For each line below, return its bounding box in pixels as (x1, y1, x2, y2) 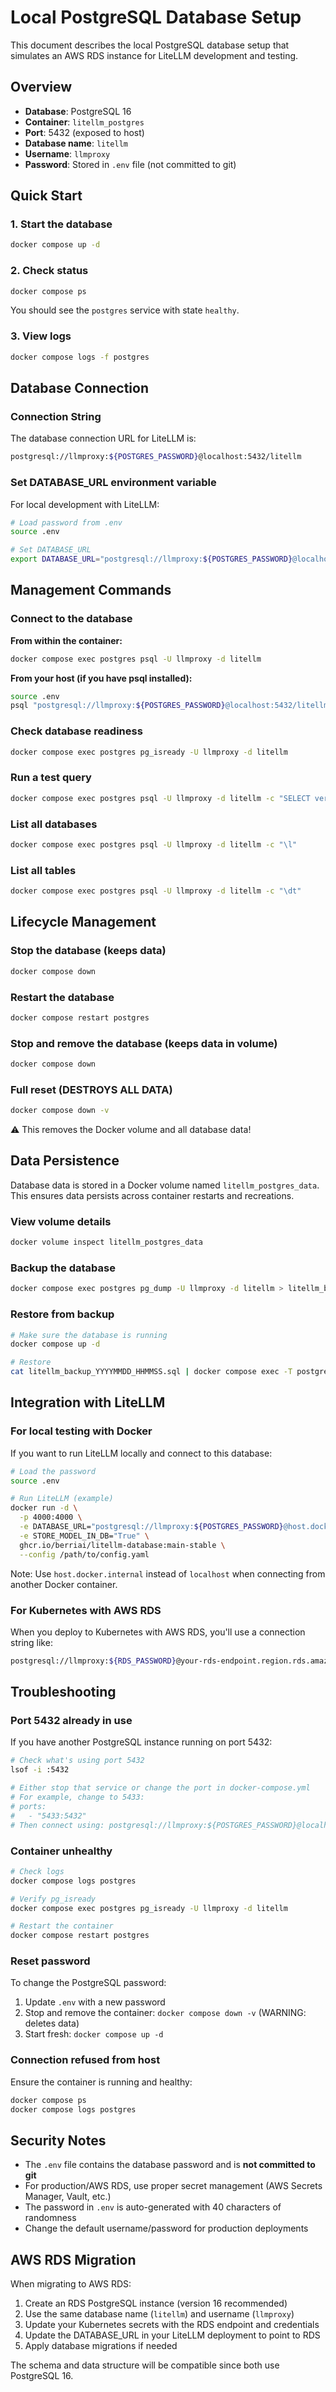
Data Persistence (10, 1152, 120, 1170)
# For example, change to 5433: (10, 1792, 145, 1803)
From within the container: (10, 634, 123, 646)
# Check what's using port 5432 (10, 1756, 145, 1766)
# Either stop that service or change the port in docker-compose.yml (10, 1783, 311, 1793)
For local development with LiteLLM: (10, 498, 160, 510)
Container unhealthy (10, 1844, 113, 1858)
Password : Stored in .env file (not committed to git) (24, 158, 237, 170)
